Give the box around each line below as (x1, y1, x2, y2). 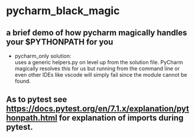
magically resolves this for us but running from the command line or (14, 65, 180, 72)
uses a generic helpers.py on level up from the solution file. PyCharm (14, 59, 183, 65)
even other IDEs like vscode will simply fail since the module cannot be (14, 71, 187, 78)
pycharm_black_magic (6, 4, 120, 18)
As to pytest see (6, 94, 67, 104)
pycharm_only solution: (14, 52, 72, 60)
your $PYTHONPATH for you (6, 37, 113, 47)
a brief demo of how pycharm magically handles (6, 28, 187, 38)
